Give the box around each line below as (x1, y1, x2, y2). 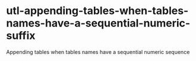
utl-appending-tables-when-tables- (6, 4, 189, 18)
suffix (6, 29, 36, 42)
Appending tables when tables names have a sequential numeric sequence (6, 48, 190, 55)
